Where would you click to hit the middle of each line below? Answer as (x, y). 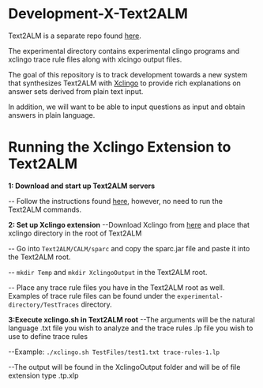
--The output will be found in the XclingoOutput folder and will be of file (124, 367)
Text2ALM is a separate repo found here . (75, 36)
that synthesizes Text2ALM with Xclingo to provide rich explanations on (124, 83)
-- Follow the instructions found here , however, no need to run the (116, 201)
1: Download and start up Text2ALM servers (82, 186)
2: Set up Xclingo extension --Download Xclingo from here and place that (129, 224)
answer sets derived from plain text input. (76, 91)
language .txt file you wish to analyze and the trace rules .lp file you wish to (131, 328)
